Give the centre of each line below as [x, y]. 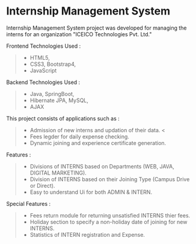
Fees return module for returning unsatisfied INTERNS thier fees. [110, 215]
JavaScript [43, 70]
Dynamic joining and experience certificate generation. [98, 143]
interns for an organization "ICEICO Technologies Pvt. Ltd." [79, 34]
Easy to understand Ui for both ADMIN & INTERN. [91, 192]
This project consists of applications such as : [63, 118]
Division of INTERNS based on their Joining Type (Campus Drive [110, 179]
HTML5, [40, 57]
